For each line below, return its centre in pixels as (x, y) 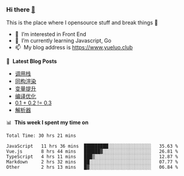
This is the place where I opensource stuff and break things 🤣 (82, 23)
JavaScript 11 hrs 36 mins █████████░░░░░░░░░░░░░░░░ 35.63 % (92, 147)
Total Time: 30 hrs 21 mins (41, 136)
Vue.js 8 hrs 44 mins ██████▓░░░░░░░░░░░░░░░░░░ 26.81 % (92, 152)
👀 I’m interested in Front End (51, 34)
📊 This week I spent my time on (47, 123)
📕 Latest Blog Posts (31, 61)
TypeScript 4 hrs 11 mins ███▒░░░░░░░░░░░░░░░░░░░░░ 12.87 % (92, 157)
